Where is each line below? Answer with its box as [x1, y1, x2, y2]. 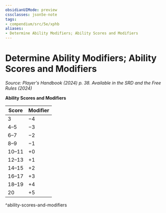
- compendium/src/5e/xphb [5, 21, 59, 27]
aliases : [5, 26, 24, 31]
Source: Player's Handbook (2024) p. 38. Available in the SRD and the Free [5, 80, 161, 86]
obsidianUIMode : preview [5, 7, 57, 13]
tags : [5, 17, 17, 22]
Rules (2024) [5, 85, 33, 91]
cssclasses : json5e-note [5, 12, 57, 17]
